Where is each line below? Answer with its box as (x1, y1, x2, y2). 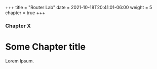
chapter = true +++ (5, 10, 46, 16)
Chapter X (5, 22, 31, 29)
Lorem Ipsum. (5, 58, 34, 64)
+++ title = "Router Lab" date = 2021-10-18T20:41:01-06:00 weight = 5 (5, 5, 152, 10)
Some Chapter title (5, 41, 86, 53)
